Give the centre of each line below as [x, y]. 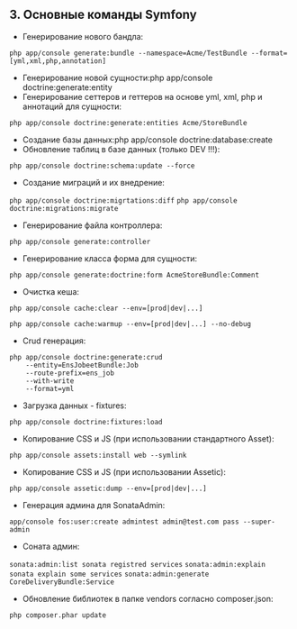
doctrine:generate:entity [67, 87]
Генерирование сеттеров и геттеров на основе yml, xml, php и [142, 96]
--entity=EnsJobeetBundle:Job [82, 365]
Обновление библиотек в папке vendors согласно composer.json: [148, 598]
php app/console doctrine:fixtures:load [86, 422]
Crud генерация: [54, 341]
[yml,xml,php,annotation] [58, 61]
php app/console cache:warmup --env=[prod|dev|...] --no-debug [130, 324]
